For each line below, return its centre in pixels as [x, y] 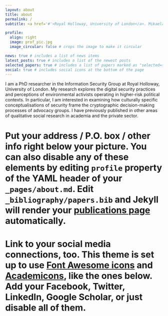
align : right [23, 37]
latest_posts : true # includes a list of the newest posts [68, 60]
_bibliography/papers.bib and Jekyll [82, 200]
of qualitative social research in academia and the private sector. [72, 116]
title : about [19, 14]
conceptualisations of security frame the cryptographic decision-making [80, 105]
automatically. [36, 221]
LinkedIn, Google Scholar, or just [74, 297]
